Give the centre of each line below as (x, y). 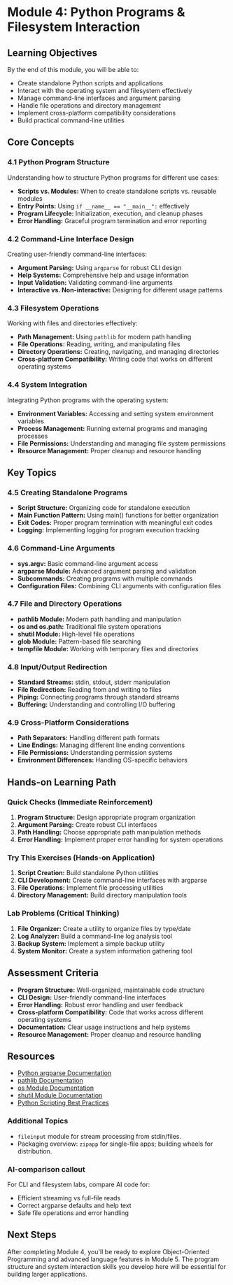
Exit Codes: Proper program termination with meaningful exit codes (115, 523)
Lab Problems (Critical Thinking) (64, 914)
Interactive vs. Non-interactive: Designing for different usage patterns (120, 290)
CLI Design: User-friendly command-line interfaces (92, 997)
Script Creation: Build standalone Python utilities (88, 873)
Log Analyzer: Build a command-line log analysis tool (95, 936)
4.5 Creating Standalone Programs (68, 492)
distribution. (35, 1151)
